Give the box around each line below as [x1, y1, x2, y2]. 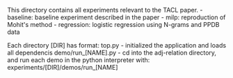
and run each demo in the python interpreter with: [7, 56, 150, 64]
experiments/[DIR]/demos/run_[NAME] [7, 64, 118, 71]
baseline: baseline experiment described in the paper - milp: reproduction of [7, 13, 226, 21]
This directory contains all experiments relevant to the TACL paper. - [7, 6, 203, 14]
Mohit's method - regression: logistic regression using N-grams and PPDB [7, 21, 220, 28]
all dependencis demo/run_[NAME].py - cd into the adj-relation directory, [7, 48, 217, 57]
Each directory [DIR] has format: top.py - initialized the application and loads [7, 41, 227, 49]
